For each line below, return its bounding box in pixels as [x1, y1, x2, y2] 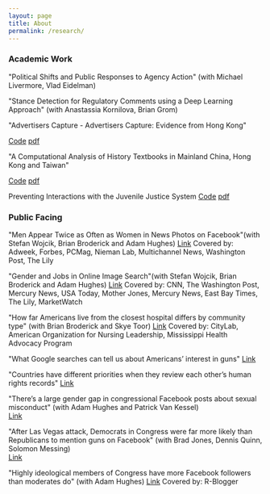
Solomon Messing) [8, 443, 71, 453]
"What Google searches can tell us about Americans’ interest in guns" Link [8, 354, 256, 363]
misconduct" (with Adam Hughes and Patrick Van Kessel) [8, 402, 199, 412]
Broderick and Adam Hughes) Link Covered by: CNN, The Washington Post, [8, 279, 260, 289]
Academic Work [8, 53, 73, 65]
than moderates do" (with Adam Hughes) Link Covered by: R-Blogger [8, 476, 239, 486]
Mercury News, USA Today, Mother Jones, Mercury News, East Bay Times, [8, 288, 258, 298]
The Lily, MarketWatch [8, 296, 83, 307]
